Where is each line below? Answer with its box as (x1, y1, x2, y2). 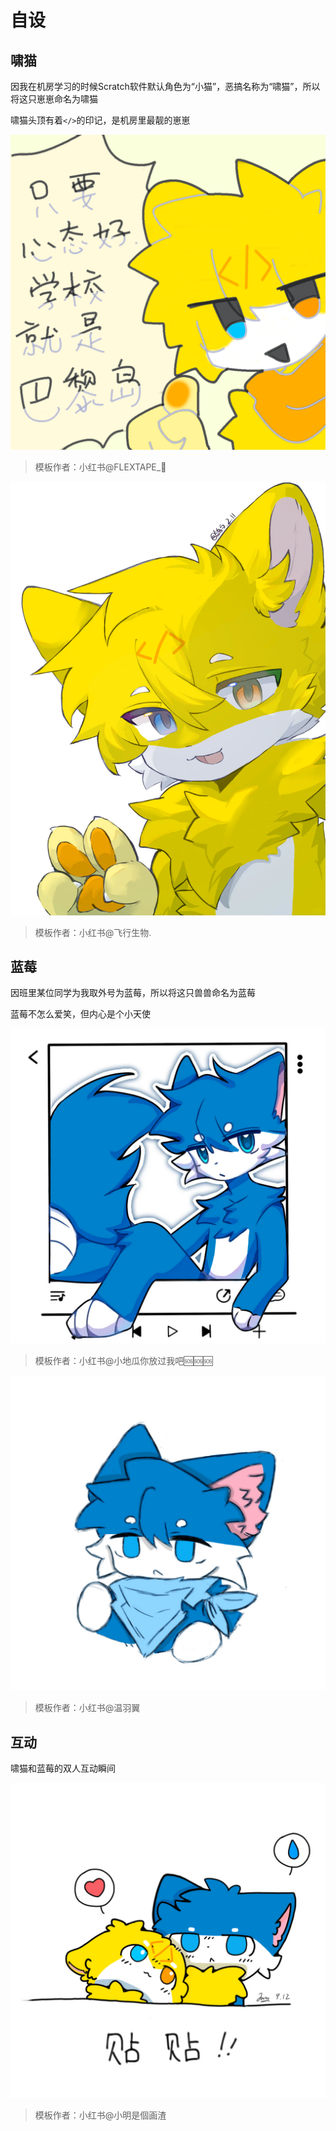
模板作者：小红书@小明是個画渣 (34, 2109, 167, 2121)
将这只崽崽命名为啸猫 (10, 93, 98, 105)
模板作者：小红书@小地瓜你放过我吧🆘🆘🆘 (34, 1355, 213, 1367)
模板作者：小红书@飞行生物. (34, 926, 152, 938)
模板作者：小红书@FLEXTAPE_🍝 (34, 461, 167, 473)
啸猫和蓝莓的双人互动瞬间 (10, 1762, 116, 1775)
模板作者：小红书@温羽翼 (34, 1702, 141, 1714)
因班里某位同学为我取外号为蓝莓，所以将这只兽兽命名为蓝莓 (10, 987, 256, 999)
